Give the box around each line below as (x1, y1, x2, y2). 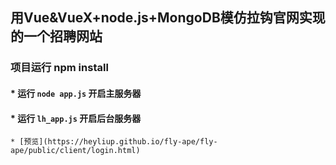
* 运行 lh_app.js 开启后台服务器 (10, 112, 142, 124)
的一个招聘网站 (10, 28, 103, 45)
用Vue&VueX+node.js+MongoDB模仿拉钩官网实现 (10, 9, 326, 27)
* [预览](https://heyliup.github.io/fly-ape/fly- (10, 137, 218, 147)
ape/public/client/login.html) (10, 146, 141, 156)
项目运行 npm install (10, 61, 109, 75)
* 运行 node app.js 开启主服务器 (10, 87, 142, 99)
